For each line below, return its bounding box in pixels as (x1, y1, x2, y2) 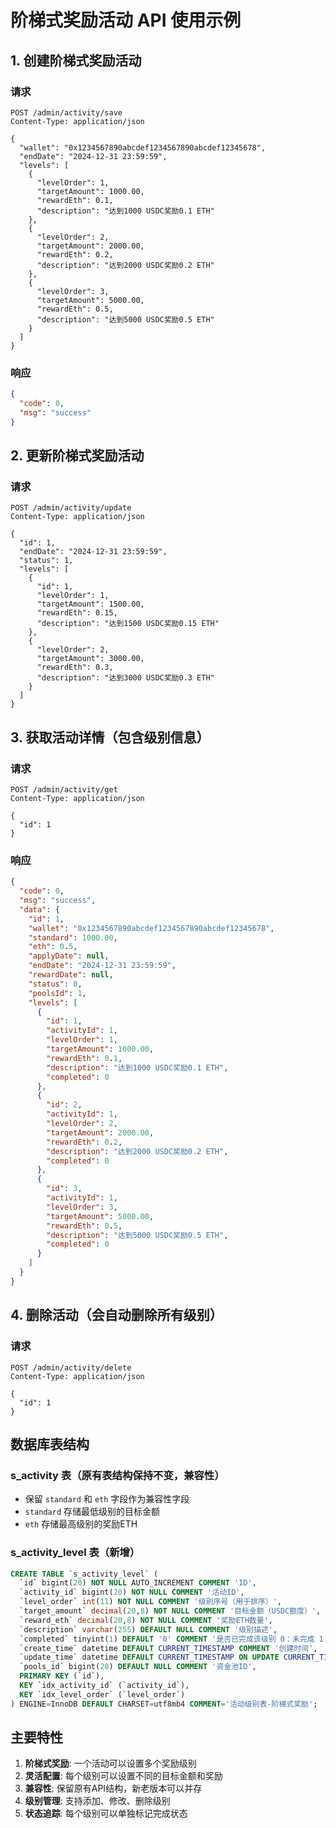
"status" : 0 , (28, 979, 83, 989)
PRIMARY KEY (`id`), (19, 1671, 105, 1681)
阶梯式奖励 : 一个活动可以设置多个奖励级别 (24, 1757, 197, 1770)
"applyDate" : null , (28, 951, 110, 961)
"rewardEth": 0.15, (36, 608, 118, 618)
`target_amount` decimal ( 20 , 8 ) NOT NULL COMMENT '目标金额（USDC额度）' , (19, 1606, 322, 1616)
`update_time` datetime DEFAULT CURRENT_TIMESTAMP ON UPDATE (19, 1652, 280, 1663)
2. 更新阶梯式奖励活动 (10, 447, 145, 465)
